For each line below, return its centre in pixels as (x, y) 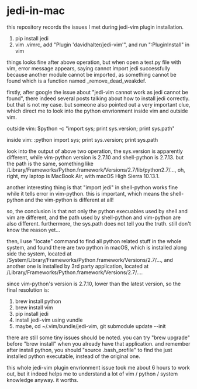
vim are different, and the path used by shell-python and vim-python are (94, 217)
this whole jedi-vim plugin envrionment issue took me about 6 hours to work (98, 367)
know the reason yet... (34, 230)
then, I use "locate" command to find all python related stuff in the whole (94, 241)
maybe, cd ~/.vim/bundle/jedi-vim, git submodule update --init (90, 326)
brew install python (38, 301)
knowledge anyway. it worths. (42, 380)
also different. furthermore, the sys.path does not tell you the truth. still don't (99, 223)
